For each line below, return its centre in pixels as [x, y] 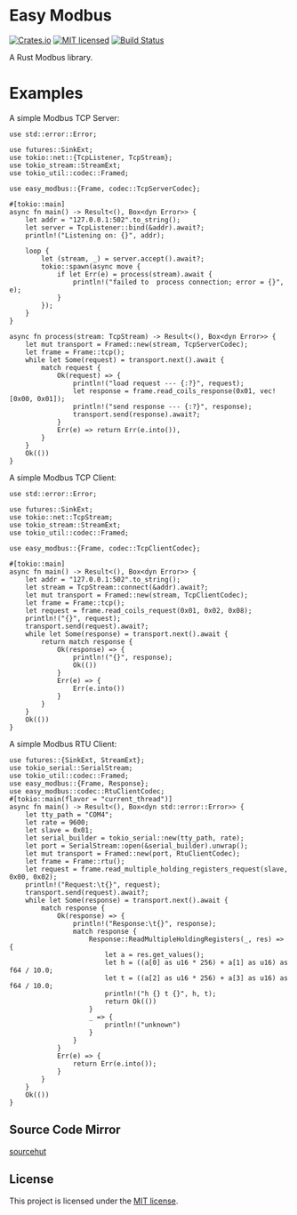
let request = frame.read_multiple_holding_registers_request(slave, [157, 869]
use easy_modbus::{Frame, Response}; [79, 784]
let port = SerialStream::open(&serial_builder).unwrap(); [137, 846]
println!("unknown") [142, 1025]
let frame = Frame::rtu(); [75, 861]
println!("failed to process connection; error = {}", [178, 282]
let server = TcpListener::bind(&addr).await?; [115, 228]
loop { [37, 251]
